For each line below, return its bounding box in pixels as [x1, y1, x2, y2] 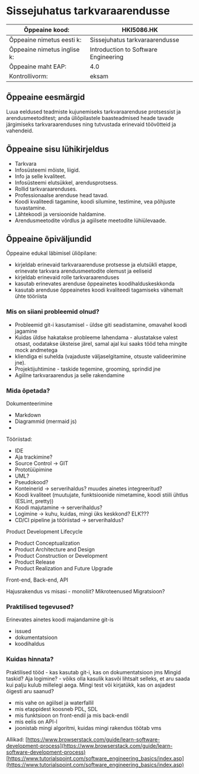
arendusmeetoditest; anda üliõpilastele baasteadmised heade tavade [6, 114, 174, 121]
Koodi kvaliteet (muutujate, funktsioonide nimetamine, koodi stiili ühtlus [14, 491, 188, 498]
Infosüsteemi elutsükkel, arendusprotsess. [14, 179, 118, 186]
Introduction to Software [89, 45, 158, 53]
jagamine [14, 327, 37, 334]
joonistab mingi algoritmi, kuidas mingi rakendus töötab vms [14, 724, 162, 731]
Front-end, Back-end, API [6, 576, 69, 583]
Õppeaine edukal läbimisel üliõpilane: [6, 249, 97, 257]
